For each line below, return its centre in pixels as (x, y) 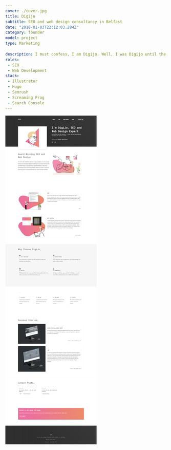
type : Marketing (23, 44)
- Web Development (27, 70)
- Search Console (26, 103)
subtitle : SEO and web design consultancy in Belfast (64, 22)
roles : (12, 60)
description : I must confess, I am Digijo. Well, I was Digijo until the (86, 54)
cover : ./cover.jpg (26, 11)
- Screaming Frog (26, 98)
